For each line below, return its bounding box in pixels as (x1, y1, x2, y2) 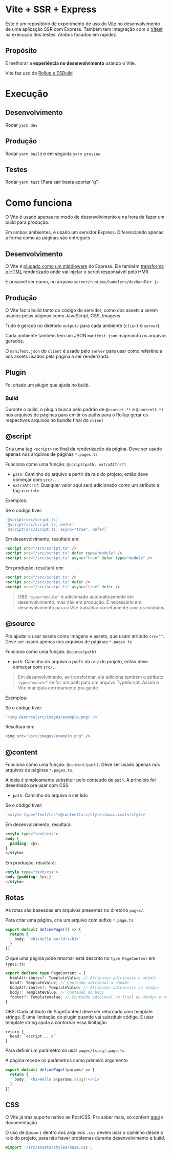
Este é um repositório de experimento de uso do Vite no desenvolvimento (5, 21, 160, 27)
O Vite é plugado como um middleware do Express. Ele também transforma (5, 263, 164, 269)
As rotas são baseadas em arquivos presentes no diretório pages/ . (5, 907, 145, 913)
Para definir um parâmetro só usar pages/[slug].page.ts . (5, 1047, 126, 1053)
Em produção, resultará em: (5, 565, 64, 571)
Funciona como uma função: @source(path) (5, 648, 97, 654)
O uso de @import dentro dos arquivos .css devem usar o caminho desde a (5, 1129, 163, 1135)
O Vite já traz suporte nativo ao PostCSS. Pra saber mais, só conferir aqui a (5, 1114, 164, 1120)
